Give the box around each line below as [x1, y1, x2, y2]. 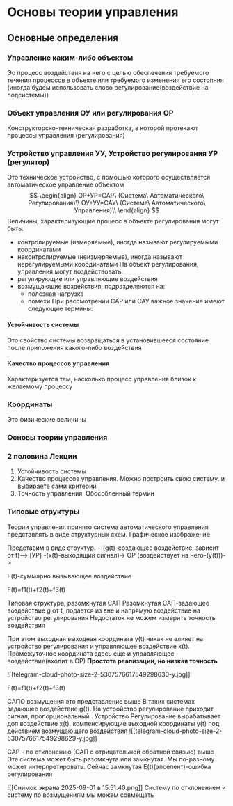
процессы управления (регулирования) [7, 132, 125, 140]
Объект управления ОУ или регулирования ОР [7, 108, 174, 118]
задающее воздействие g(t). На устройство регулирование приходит [7, 704, 214, 713]
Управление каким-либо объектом [7, 53, 134, 63]
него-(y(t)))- [190, 551, 226, 559]
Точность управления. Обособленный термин [17, 489, 154, 498]
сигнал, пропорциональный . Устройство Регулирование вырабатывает [7, 711, 221, 720]
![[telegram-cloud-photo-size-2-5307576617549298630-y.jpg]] [7, 670, 191, 679]
